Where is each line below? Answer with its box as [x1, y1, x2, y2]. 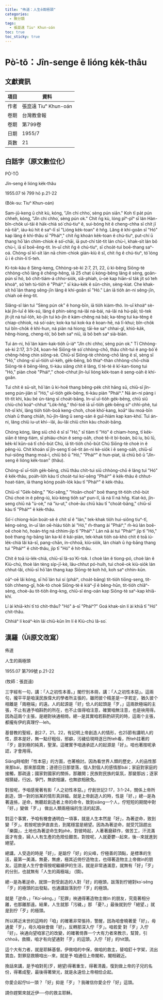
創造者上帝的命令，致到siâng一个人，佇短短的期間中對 [47, 799, 156, 805]
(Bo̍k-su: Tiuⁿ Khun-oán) [5, 200, 54, 206]
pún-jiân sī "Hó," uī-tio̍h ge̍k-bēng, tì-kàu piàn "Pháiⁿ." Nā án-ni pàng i [16, 390, 156, 396]
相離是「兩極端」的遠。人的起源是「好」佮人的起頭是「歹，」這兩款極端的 [5, 701, 152, 707]
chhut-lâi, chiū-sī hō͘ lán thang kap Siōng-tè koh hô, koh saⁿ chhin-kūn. [5, 566, 147, 573]
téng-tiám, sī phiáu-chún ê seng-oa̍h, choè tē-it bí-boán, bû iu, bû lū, [17, 435, 156, 441]
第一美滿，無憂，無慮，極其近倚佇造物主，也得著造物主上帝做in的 [17, 856, 149, 862]
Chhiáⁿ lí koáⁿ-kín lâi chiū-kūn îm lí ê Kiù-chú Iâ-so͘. [5, 618, 107, 624]
